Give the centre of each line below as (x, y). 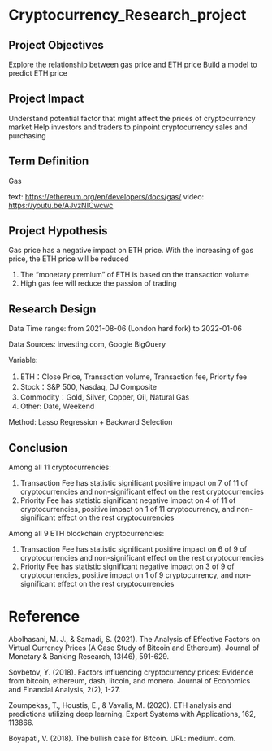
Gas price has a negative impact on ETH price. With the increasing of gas (131, 251)
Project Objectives (56, 45)
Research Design (52, 309)
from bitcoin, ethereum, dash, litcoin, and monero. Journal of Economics (130, 681)
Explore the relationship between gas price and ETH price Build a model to (133, 64)
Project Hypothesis (58, 231)
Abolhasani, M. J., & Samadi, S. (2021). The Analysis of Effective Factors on (134, 639)
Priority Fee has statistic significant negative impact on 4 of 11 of (128, 500)
